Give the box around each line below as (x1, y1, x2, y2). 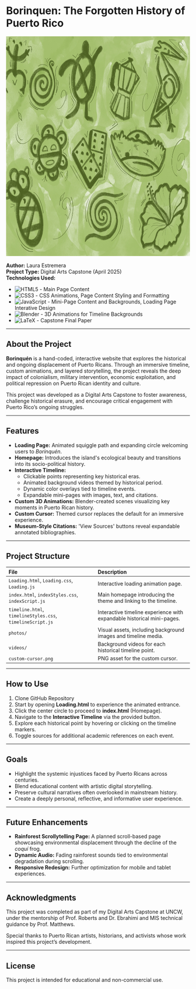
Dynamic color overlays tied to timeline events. (23, 485, 136, 492)
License (6, 961, 36, 971)
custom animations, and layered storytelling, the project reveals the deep (6, 367, 181, 374)
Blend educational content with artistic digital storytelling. (14, 782, 153, 789)
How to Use (6, 679, 49, 689)
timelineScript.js (8, 619, 54, 625)
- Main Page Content (40, 285, 90, 292)
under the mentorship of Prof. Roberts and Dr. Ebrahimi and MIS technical (6, 915, 183, 922)
